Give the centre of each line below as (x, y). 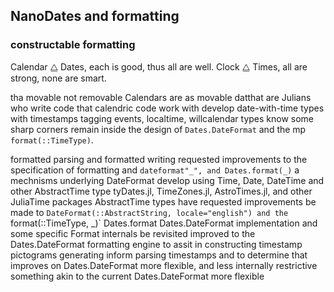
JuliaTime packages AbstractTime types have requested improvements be (163, 201)
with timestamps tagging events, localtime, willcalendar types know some (162, 118)
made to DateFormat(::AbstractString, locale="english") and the (149, 212)
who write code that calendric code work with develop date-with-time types (167, 108)
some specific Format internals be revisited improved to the (133, 233)
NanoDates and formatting (95, 16)
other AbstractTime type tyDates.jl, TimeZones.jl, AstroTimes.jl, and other (161, 191)
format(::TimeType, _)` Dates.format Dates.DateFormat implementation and (164, 223)
